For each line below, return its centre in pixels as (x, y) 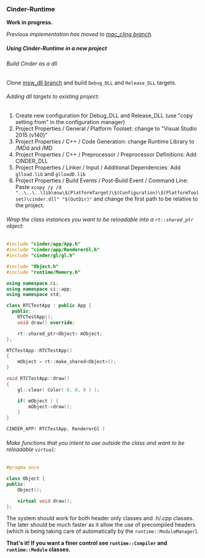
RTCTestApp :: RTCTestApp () (39, 350)
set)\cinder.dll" (37, 200)
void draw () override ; (46, 323)
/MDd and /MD (34, 148)
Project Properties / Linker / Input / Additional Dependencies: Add (98, 167)
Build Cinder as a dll (32, 64)
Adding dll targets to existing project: (53, 97)
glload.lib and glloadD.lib (50, 174)
